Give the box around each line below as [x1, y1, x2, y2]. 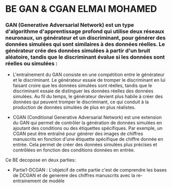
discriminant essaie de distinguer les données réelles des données [12, 88, 154, 94]
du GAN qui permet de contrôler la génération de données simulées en [12, 120, 162, 126]
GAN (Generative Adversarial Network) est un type [5, 22, 134, 29]
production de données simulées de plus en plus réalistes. [12, 104, 136, 110]
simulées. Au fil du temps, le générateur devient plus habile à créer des [12, 93, 163, 100]
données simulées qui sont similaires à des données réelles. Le [5, 41, 165, 48]
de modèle [41, 178, 65, 184]
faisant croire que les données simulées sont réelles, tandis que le [12, 83, 153, 89]
